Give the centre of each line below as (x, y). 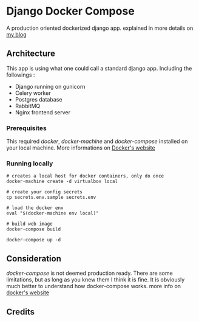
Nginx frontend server (43, 112)
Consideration (34, 259)
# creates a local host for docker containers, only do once (85, 176)
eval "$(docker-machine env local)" (52, 213)
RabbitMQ (28, 106)
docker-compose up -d (34, 240)
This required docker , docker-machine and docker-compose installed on (97, 142)
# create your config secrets (45, 192)
